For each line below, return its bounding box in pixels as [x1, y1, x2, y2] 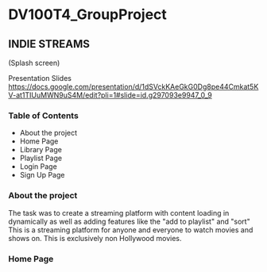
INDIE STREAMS [8, 37, 90, 51]
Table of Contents [8, 109, 79, 121]
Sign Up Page [19, 170, 65, 180]
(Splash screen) [8, 58, 60, 67]
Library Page [19, 145, 62, 155]
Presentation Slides [8, 74, 72, 82]
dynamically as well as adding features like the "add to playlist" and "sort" [8, 216, 250, 226]
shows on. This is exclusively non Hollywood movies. [8, 233, 182, 243]
